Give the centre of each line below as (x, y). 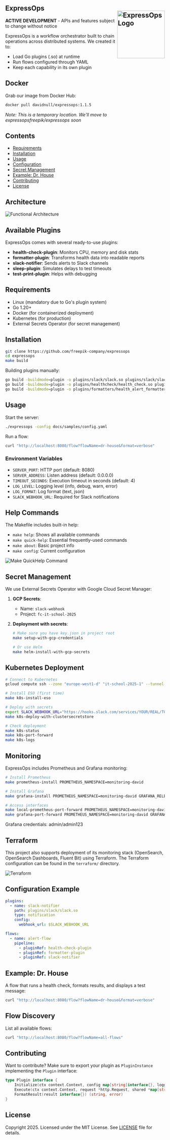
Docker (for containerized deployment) (53, 313)
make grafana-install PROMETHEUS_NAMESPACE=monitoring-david (71, 796)
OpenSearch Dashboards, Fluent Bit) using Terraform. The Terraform (77, 858)
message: (15, 991)
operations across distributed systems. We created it (60, 41)
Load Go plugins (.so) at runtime (46, 56)
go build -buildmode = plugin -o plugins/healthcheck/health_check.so (79, 385)
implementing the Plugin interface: (41, 1071)
